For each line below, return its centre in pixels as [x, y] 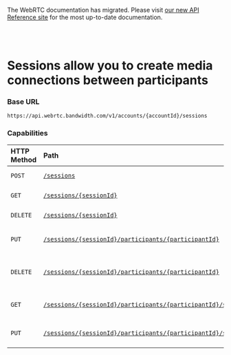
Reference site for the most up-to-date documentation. [85, 17]
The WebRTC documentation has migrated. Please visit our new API [103, 10]
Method [24, 160]
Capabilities [27, 133]
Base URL [23, 102]
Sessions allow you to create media [110, 66]
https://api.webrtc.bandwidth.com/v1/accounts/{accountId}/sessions [107, 116]
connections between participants [108, 80]
